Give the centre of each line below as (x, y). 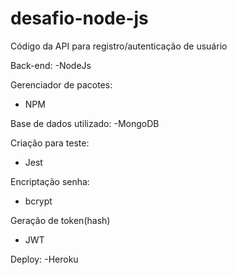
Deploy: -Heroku (44, 259)
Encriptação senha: (50, 181)
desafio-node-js (79, 18)
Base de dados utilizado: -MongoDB (85, 123)
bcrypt (38, 201)
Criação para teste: (50, 143)
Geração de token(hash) (60, 220)
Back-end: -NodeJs (51, 65)
